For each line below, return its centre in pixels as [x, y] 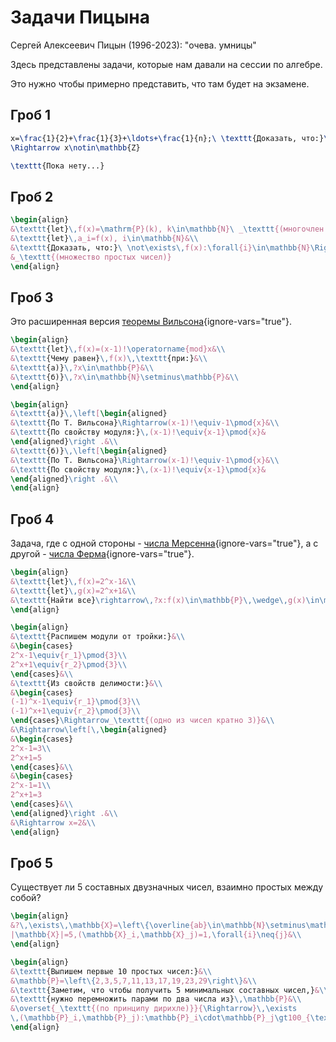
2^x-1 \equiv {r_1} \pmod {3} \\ [69, 656]
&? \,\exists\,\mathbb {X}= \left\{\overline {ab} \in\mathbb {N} [138, 926]
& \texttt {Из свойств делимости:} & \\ [86, 683]
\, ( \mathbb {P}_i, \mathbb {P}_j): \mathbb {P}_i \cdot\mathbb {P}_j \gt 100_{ [160, 1018]
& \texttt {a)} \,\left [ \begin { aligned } [89, 414]
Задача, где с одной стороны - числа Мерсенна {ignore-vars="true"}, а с [164, 543]
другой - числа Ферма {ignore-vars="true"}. [102, 554]
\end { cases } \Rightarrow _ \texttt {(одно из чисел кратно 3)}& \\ [142, 721]
